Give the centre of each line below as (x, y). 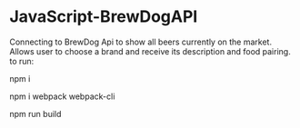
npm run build (35, 113)
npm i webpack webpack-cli (62, 96)
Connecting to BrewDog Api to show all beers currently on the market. (141, 42)
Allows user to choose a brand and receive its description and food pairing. (150, 51)
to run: (22, 61)
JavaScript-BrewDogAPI (104, 17)
